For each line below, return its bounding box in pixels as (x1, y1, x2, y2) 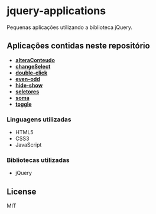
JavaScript (15, 141, 42, 148)
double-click (15, 69, 48, 76)
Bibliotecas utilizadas (6, 155, 70, 164)
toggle (15, 100, 32, 108)
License (6, 186, 37, 196)
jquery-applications (6, 4, 106, 18)
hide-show (15, 82, 43, 89)
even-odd (15, 75, 40, 82)
